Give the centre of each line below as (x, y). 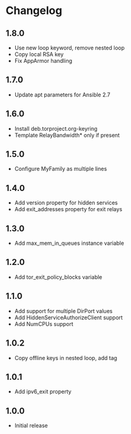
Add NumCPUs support (44, 324)
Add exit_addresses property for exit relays (68, 209)
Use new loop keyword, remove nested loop (69, 48)
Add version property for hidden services (66, 203)
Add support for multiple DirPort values (63, 311)
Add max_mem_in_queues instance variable (69, 243)
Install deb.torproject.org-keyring (56, 128)
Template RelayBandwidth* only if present (67, 135)
